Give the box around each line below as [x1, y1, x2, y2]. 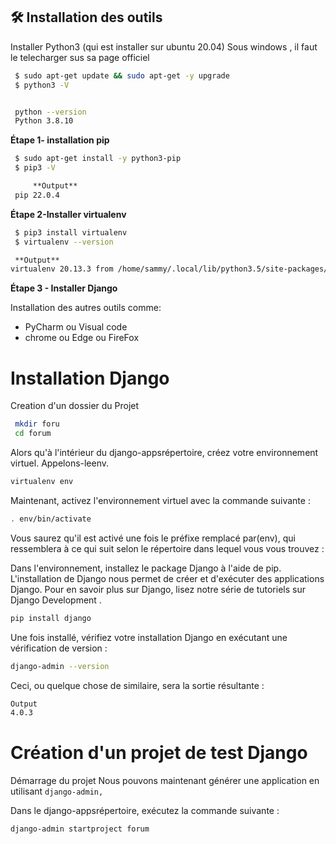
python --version [14, 107, 87, 117]
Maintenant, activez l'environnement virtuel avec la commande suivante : [10, 494, 311, 506]
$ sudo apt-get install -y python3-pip [14, 154, 182, 164]
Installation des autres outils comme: [10, 302, 162, 314]
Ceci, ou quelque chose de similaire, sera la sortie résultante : [10, 679, 265, 691]
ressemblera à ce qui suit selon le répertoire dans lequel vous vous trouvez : [10, 542, 325, 554]
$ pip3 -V [14, 163, 56, 173]
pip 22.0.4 [14, 190, 60, 200]
